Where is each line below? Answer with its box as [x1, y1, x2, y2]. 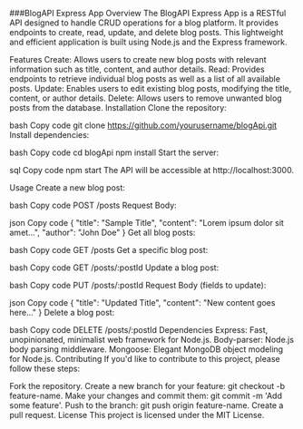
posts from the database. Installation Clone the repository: [9, 102, 227, 112]
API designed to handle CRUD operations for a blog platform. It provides [9, 17, 279, 28]
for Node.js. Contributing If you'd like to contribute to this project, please [9, 354, 280, 364]
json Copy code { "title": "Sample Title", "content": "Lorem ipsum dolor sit [9, 218, 284, 228]
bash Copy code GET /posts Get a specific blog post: [9, 245, 209, 255]
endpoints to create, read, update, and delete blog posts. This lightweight [9, 27, 284, 37]
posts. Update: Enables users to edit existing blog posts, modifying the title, [9, 83, 292, 93]
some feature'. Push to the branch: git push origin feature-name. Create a [9, 400, 284, 411]
